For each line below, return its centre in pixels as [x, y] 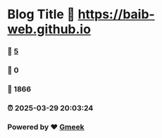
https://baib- [116, 14]
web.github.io [49, 29]
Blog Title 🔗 [41, 14]
